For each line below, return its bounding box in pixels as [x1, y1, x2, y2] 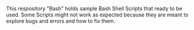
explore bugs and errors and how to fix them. [6, 18, 116, 24]
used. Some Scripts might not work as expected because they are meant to [6, 11, 189, 18]
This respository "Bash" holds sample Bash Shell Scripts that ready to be [6, 5, 182, 12]
